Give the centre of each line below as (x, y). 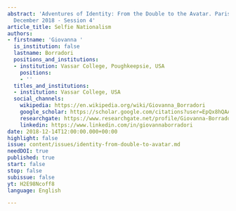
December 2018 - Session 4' (55, 20)
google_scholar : (44, 112)
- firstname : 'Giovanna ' (45, 40)
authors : (20, 33)
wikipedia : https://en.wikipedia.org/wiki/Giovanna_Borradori (113, 105)
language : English (34, 191)
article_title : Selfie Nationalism (59, 27)
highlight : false (33, 138)
